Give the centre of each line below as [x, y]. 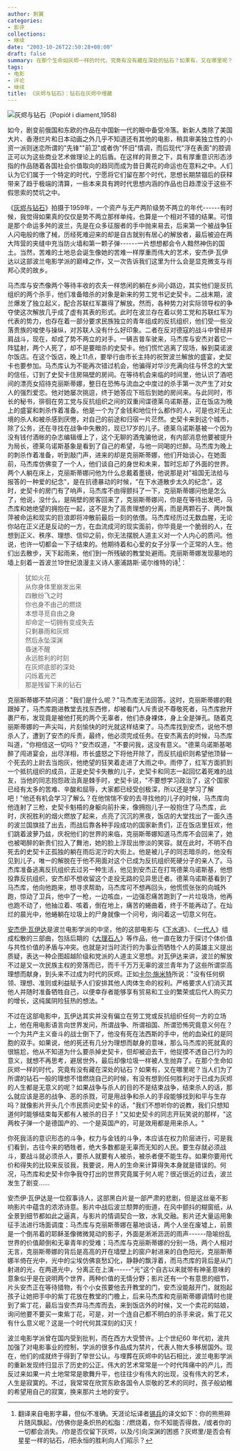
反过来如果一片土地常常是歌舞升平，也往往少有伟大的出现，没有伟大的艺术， [120, 1374]
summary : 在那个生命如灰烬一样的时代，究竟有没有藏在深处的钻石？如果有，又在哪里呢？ [120, 61]
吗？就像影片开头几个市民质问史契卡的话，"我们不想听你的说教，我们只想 [115, 1105]
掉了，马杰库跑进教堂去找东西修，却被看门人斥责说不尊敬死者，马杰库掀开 [123, 708]
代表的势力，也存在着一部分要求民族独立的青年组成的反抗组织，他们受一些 [117, 321]
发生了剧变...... [29, 1183]
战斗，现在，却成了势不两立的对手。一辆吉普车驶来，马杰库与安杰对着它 [120, 339]
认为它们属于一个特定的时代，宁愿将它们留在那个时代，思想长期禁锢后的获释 [120, 175]
